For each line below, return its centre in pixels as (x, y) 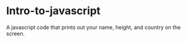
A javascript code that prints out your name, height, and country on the (93, 27)
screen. (16, 33)
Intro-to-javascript (53, 11)
